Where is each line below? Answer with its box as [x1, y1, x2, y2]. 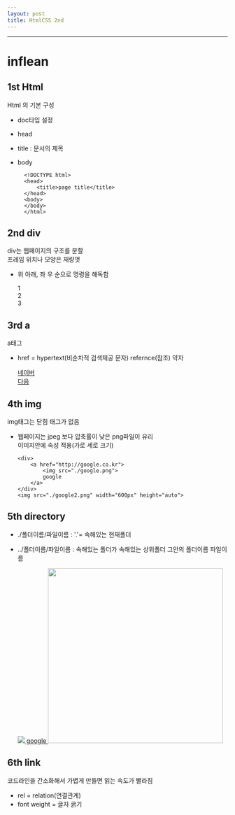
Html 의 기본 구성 [7, 101, 55, 109]
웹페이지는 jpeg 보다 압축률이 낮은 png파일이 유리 [17, 432, 154, 441]
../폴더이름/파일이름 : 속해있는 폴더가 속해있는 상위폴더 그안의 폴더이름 [17, 545, 208, 553]
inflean [7, 53, 49, 69]
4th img [7, 398, 42, 410]
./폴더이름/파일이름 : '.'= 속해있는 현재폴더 [17, 530, 131, 539]
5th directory [7, 511, 66, 523]
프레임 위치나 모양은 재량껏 [7, 255, 80, 264]
